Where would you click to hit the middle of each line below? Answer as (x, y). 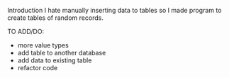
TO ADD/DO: (26, 32)
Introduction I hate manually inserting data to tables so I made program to (114, 10)
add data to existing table (55, 60)
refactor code (38, 68)
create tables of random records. (56, 18)
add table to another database (62, 53)
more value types (43, 45)
